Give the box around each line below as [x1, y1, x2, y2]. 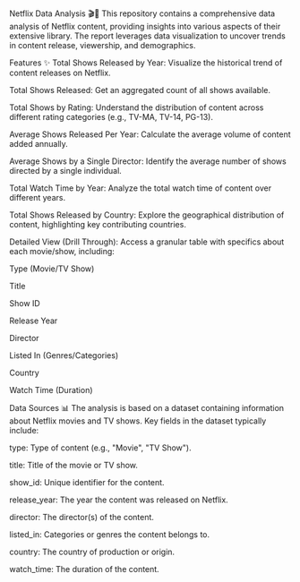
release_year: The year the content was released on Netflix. [9, 494, 228, 505]
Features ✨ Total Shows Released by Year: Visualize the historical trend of [9, 57, 283, 68]
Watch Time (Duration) [9, 385, 93, 395]
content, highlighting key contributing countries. [9, 219, 186, 229]
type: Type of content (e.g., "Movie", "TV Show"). [9, 442, 192, 453]
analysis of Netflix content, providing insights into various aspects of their [9, 21, 281, 31]
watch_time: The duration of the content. [9, 564, 159, 574]
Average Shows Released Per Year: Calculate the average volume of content [9, 129, 291, 140]
